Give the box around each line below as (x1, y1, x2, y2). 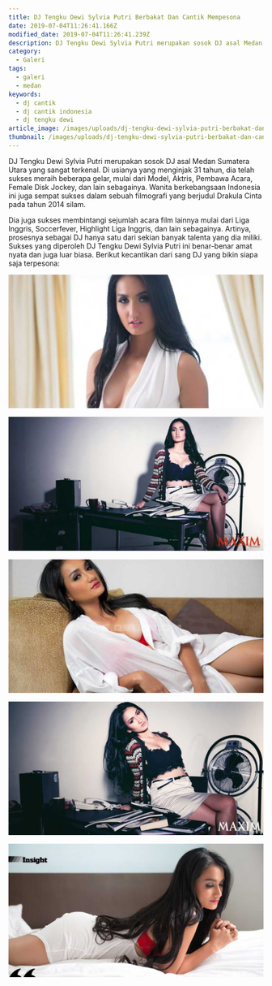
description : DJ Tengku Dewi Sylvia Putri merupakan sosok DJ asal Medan (8, 39, 263, 47)
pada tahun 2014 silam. (8, 199, 87, 209)
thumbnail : (8, 133, 45, 141)
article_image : (8, 124, 60, 133)
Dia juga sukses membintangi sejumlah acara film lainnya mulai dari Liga (8, 215, 249, 225)
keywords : (8, 90, 42, 98)
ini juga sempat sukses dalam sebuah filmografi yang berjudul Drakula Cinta (8, 191, 262, 201)
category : (8, 47, 42, 56)
